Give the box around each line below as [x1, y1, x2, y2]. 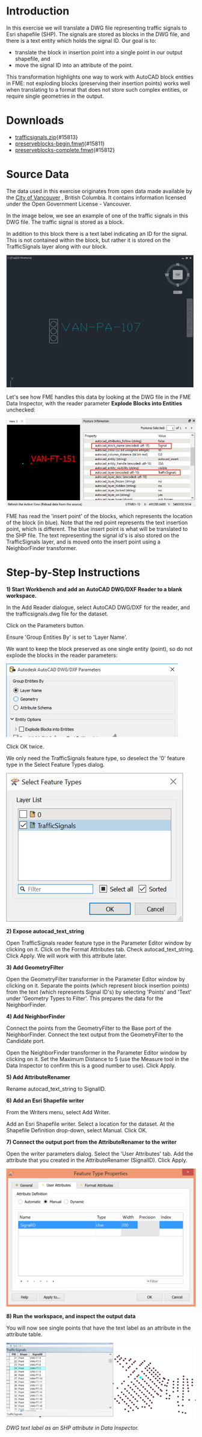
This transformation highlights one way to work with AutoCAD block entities [6, 73, 194, 80]
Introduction [6, 4, 70, 18]
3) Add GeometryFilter [6, 963, 64, 971]
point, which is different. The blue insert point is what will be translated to [6, 525, 188, 532]
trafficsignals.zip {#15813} [14, 133, 78, 141]
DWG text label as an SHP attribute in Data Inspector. [6, 1424, 139, 1431]
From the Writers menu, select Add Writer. [6, 1108, 111, 1115]
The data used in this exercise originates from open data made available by [6, 187, 192, 194]
